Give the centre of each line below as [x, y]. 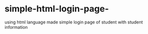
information [16, 27]
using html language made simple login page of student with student [74, 22]
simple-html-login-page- [57, 9]
